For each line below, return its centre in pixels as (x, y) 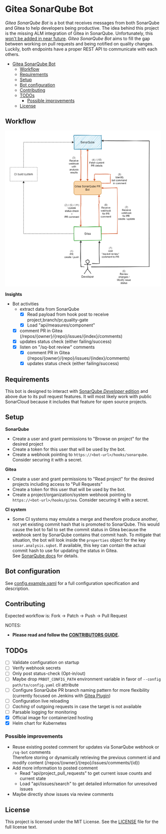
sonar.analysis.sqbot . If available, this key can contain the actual (79, 545)
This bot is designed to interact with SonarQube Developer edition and (77, 391)
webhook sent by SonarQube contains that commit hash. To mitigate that (86, 535)
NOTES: (13, 625)
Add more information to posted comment (55, 768)
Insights (14, 294)
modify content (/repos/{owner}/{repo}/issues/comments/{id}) (76, 763)
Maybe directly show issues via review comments (63, 794)
